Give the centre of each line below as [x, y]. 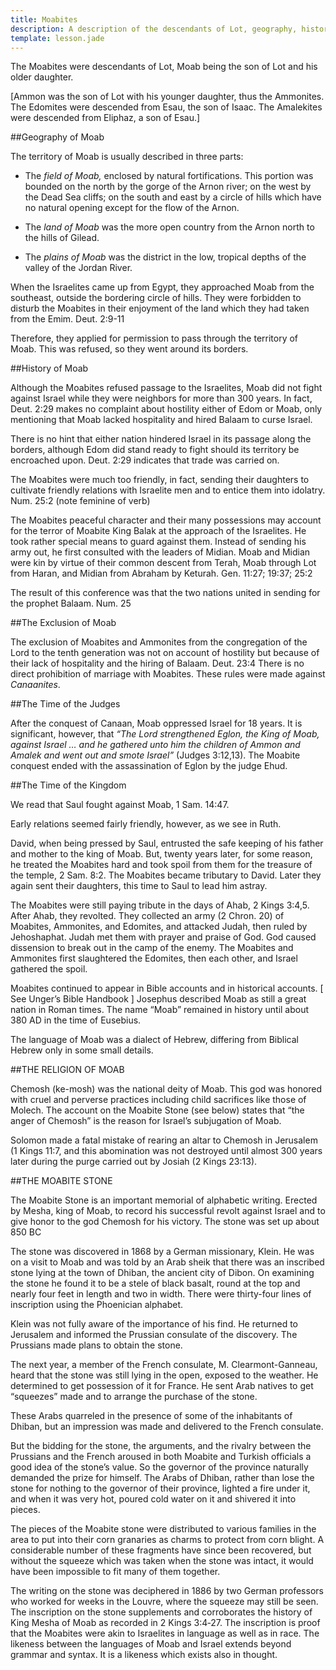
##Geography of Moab [57, 137]
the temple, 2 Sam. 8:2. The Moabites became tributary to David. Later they [166, 875]
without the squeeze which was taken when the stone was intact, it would [162, 1561]
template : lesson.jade [57, 38]
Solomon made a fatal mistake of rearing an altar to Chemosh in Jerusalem [164, 1140]
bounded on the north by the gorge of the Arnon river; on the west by [168, 187]
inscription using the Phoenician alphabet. [97, 1305]
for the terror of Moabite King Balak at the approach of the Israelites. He [158, 531]
